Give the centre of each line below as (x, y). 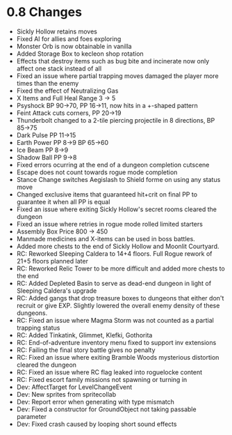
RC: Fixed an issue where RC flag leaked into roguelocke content (109, 372)
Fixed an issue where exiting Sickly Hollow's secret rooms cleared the (116, 209)
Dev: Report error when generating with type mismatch (95, 402)
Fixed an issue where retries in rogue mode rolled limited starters (109, 224)
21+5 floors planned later (52, 261)
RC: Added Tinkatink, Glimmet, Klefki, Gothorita (84, 335)
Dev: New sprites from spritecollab (66, 394)
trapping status (38, 328)
